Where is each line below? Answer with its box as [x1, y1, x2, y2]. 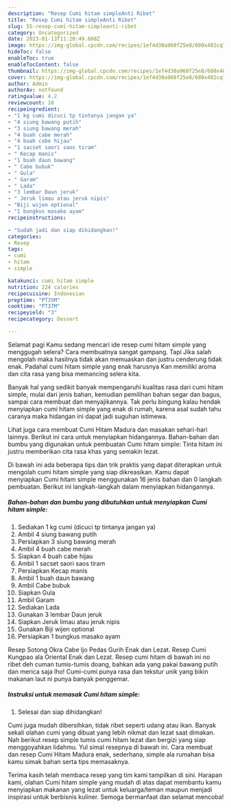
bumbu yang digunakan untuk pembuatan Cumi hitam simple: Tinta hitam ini [8, 440, 223, 448]
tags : [8, 246, 23, 253]
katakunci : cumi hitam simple [8, 277, 95, 284]
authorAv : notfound [8, 86, 64, 93]
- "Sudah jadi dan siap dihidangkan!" [8, 227, 119, 233]
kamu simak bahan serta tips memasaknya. [8, 757, 130, 765]
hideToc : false [8, 49, 51, 56]
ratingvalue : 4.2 [8, 93, 58, 100]
